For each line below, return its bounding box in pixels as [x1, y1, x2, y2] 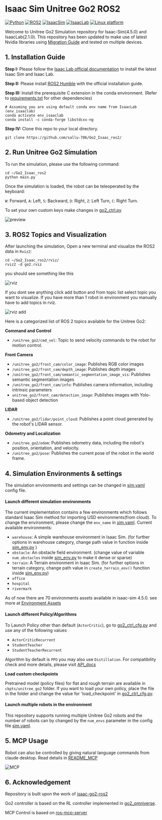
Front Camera [5, 352, 33, 358]
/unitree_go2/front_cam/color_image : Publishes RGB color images [12, 361, 144, 367]
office [12, 576, 26, 581]
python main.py [5, 174, 36, 180]
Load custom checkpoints [5, 671, 58, 677]
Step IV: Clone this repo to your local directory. [5, 126, 98, 131]
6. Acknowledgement [5, 778, 71, 786]
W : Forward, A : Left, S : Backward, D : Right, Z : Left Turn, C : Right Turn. [5, 198, 138, 204]
